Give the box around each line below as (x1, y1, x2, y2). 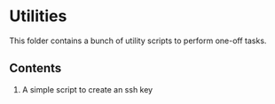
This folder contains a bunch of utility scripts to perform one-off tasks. (9, 35, 267, 46)
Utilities (9, 6, 67, 26)
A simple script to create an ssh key (21, 84, 153, 94)
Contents (9, 61, 62, 76)
